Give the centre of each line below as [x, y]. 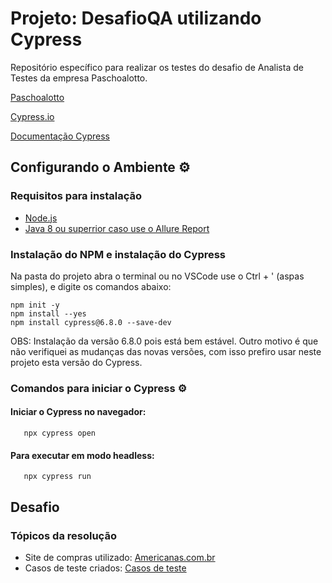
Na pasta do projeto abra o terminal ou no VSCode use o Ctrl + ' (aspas [157, 276]
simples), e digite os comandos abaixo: [91, 286]
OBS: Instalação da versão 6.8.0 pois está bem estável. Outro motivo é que [164, 341]
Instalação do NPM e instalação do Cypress [118, 254]
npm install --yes [48, 313]
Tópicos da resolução [63, 535]
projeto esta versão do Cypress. [76, 362]
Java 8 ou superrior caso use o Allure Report [117, 228]
